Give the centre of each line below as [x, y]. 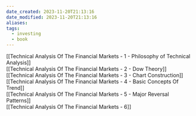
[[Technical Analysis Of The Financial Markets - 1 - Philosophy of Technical [98, 56]
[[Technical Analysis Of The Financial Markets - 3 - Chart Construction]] [95, 75]
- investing [27, 34]
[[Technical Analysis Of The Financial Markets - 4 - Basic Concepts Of [92, 81]
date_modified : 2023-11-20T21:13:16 [52, 17]
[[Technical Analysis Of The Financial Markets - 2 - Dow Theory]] [86, 69]
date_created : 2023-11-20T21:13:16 [50, 12]
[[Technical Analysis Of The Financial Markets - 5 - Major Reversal [88, 94]
